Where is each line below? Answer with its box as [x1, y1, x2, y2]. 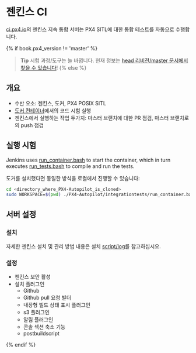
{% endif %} [6, 341, 36, 348]
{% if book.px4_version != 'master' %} [6, 44, 98, 52]
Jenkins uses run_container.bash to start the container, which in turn [6, 156, 171, 163]
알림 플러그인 [23, 316, 54, 323]
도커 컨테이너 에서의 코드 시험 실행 [14, 107, 92, 114]
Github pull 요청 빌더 [23, 294, 72, 301]
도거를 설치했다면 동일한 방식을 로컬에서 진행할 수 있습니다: [6, 174, 140, 181]
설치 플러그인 [14, 280, 45, 287]
